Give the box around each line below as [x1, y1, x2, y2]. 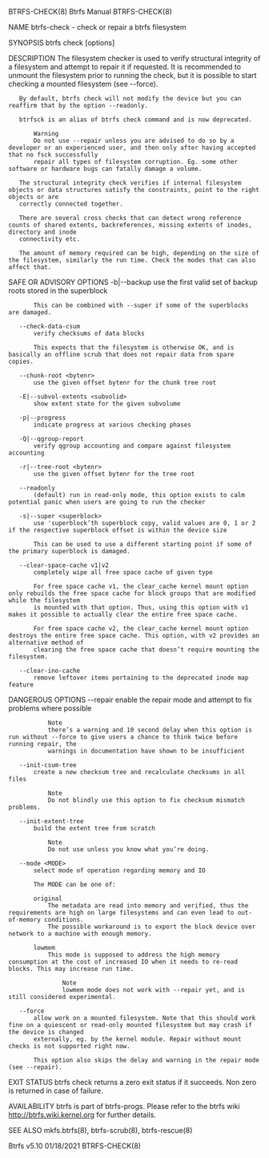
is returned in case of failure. [8, 1086, 103, 1095]
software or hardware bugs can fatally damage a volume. [8, 165, 203, 173]
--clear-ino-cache [18, 667, 81, 675]
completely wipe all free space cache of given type [33, 569, 214, 577]
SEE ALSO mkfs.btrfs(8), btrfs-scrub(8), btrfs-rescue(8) [8, 1126, 193, 1135]
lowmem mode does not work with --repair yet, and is [62, 986, 246, 994]
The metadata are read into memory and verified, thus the [47, 902, 249, 910]
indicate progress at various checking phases [33, 421, 192, 429]
